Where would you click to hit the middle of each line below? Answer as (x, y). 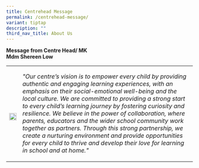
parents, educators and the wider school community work (103, 121)
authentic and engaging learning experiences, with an (98, 84)
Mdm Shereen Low (30, 57)
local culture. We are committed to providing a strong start (104, 99)
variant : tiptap (26, 22)
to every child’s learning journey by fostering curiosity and (104, 106)
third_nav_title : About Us (39, 34)
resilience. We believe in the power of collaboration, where (104, 114)
